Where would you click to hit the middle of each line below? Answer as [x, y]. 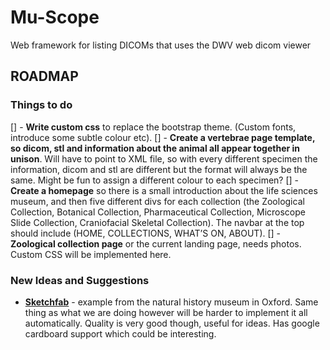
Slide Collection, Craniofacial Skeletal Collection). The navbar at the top [157, 222]
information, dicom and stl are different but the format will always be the [159, 169]
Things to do [41, 105]
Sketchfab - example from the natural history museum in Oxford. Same [171, 302]
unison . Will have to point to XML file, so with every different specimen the [164, 158]
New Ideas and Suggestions [80, 280]
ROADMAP [44, 76]
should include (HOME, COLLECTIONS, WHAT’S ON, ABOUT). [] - [146, 233]
